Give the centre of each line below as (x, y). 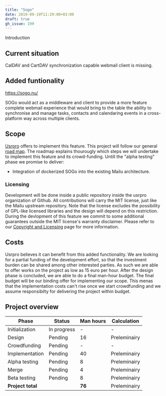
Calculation (125, 321)
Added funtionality (35, 81)
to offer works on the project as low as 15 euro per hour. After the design (79, 270)
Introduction (18, 38)
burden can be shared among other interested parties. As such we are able (82, 265)
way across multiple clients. (52, 118)
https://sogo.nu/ (22, 93)
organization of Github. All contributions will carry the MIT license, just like (81, 200)
